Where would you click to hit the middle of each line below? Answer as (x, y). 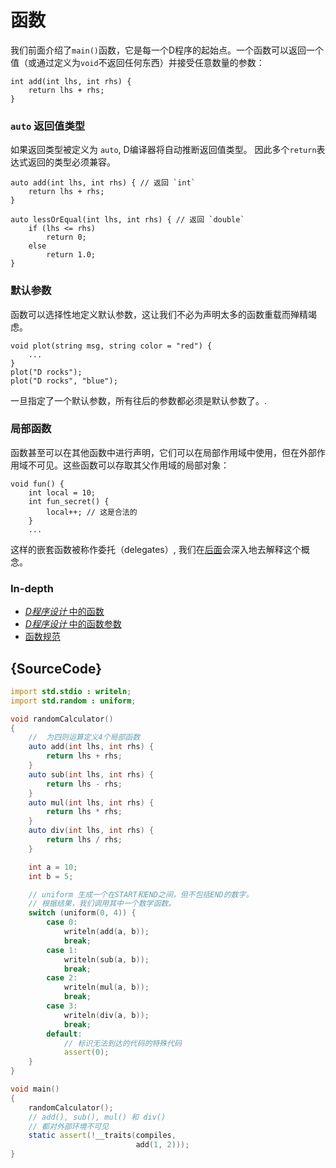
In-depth (32, 588)
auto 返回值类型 (48, 126)
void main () (35, 1089)
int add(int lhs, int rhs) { (71, 81)
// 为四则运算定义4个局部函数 (84, 737)
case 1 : (62, 950)
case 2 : (62, 978)
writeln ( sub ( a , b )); (106, 959)
